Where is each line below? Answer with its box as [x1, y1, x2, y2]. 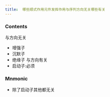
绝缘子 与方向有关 [12, 56, 47, 63]
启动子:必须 [12, 63, 35, 69]
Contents [5, 23, 28, 29]
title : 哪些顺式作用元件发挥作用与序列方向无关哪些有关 [5, 7, 106, 12]
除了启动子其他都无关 [12, 87, 55, 93]
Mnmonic [5, 75, 28, 82]
